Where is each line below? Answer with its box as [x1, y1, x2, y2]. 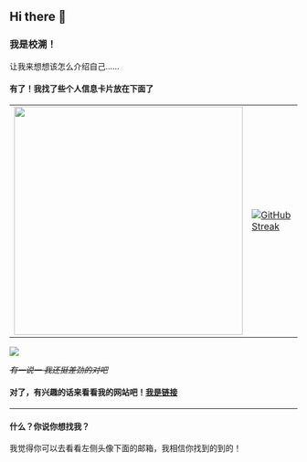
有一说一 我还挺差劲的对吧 [9, 364, 108, 375]
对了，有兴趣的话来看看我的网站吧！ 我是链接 [9, 387, 178, 398]
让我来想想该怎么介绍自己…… [9, 60, 121, 71]
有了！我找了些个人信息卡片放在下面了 [9, 83, 153, 94]
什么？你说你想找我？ [9, 421, 90, 432]
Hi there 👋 [9, 9, 67, 25]
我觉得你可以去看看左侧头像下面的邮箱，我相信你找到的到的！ [9, 443, 242, 454]
